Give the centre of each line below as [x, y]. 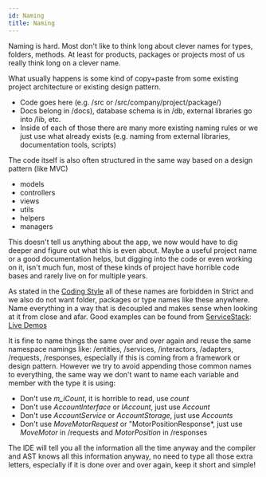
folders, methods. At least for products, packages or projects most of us [127, 54]
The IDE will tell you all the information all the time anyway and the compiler [132, 447]
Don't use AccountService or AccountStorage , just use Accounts [126, 415]
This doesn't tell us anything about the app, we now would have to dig [123, 242]
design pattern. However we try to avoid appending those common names [130, 366]
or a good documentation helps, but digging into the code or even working [130, 258]
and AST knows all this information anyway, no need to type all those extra [131, 456]
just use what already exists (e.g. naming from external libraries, [125, 136]
